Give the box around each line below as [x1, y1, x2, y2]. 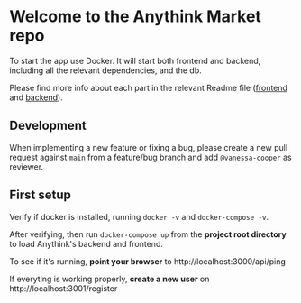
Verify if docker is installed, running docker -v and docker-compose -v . [9, 211, 269, 222]
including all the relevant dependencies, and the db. [9, 65, 202, 76]
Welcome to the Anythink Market [9, 6, 261, 27]
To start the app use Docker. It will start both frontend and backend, [9, 55, 261, 66]
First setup [9, 188, 72, 203]
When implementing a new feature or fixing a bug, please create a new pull [9, 142, 288, 152]
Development [9, 118, 87, 133]
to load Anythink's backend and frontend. [9, 238, 164, 249]
